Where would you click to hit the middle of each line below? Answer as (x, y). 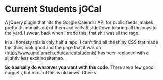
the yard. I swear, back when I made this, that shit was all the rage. (72, 33)
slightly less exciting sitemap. (35, 58)
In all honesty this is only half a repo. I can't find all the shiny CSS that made (81, 42)
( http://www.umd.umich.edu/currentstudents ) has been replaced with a (77, 53)
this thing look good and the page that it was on (53, 47)
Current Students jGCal (53, 9)
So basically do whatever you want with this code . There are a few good (79, 67)
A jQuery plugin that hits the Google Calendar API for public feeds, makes (79, 22)
